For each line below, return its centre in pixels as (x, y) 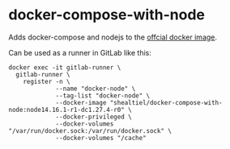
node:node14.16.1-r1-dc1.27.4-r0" (67, 110)
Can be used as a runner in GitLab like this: (80, 52)
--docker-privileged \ (94, 117)
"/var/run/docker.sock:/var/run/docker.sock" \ (90, 130)
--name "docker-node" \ (96, 89)
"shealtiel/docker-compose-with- (166, 102)
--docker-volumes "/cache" (101, 138)
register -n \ (47, 81)
